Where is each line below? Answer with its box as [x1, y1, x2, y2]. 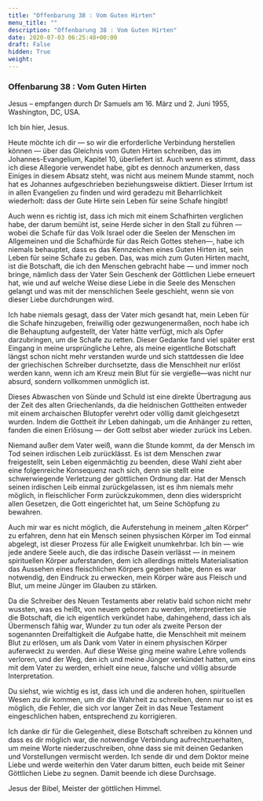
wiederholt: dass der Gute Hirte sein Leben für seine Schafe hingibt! [8, 196, 228, 206]
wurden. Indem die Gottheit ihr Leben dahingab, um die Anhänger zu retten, [8, 417, 253, 426]
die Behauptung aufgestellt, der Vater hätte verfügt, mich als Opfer [8, 327, 224, 336]
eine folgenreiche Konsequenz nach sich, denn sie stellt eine [8, 466, 205, 475]
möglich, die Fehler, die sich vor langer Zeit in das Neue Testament [8, 704, 224, 713]
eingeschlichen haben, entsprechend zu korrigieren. [8, 711, 177, 721]
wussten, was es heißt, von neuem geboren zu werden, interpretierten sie [8, 605, 247, 614]
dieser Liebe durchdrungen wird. [8, 295, 115, 305]
